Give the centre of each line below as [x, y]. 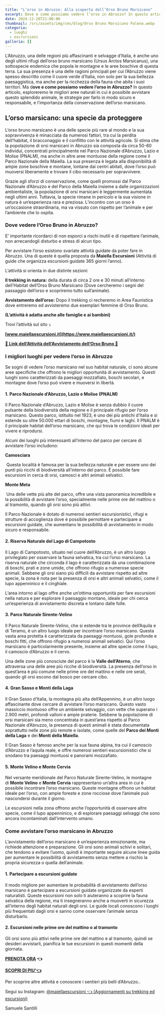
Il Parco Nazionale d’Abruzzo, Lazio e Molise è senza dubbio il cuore [74, 405]
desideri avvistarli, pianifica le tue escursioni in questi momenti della [74, 943]
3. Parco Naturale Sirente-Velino [39, 615]
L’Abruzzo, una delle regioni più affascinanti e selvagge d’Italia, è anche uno [82, 56]
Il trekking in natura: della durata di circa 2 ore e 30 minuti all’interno [75, 280]
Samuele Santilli [21, 1008]
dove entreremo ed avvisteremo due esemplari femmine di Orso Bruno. [77, 305]
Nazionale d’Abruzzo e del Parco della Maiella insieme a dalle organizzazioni [82, 186]
